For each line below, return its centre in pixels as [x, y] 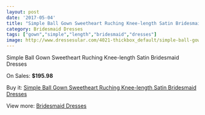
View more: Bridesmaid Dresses [46, 106]
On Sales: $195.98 [30, 76]
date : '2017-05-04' [31, 18]
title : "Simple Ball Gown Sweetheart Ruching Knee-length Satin [90, 23]
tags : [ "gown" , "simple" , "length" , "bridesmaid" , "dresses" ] [81, 35]
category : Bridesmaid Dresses [45, 29]
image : [15, 40]
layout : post [23, 12]
